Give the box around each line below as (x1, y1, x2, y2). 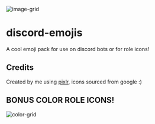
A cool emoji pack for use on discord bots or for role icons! (6, 45, 150, 52)
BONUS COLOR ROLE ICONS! (6, 95, 115, 105)
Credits (6, 62, 34, 73)
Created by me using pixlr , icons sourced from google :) (6, 78, 142, 85)
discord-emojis (6, 26, 83, 39)
